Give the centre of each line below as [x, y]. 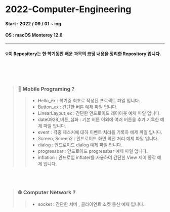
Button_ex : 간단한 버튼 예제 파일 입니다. [78, 107]
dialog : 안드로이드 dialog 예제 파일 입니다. [80, 145]
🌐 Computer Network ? [47, 192]
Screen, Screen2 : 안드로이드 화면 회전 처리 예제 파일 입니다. [98, 139]
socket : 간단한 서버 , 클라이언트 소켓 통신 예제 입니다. [91, 204]
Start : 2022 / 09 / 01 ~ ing [33, 23]
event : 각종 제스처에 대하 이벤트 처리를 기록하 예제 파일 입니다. [100, 132]
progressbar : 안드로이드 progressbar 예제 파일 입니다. [93, 151]
